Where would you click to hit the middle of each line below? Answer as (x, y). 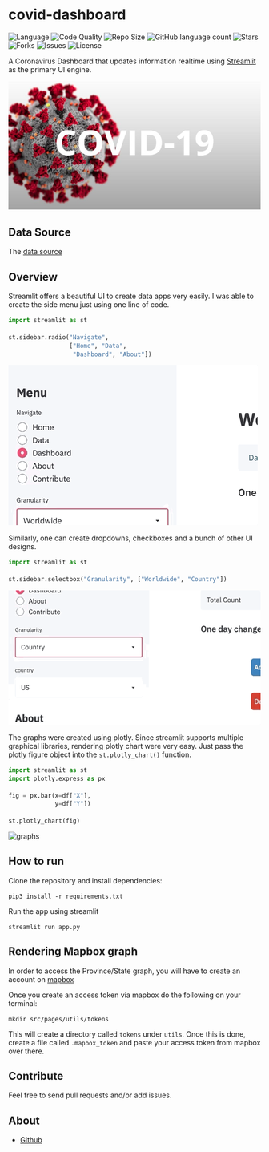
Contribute (36, 1076)
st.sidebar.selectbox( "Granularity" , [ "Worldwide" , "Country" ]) (118, 580)
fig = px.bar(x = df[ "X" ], (50, 795)
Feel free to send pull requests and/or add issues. (90, 1095)
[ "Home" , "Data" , (98, 346)
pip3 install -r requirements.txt (66, 896)
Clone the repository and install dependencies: (85, 880)
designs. (22, 547)
